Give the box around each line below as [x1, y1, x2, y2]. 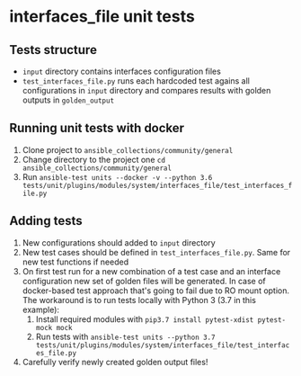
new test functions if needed [22, 256, 128, 267]
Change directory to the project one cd [22, 154, 166, 165]
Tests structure [9, 42, 97, 58]
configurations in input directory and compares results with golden [22, 85, 271, 95]
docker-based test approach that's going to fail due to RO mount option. [22, 285, 290, 296]
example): [22, 304, 60, 315]
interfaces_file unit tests [9, 6, 195, 27]
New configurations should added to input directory [22, 237, 216, 248]
